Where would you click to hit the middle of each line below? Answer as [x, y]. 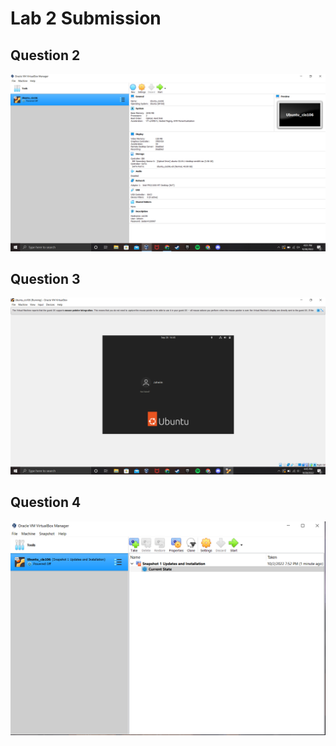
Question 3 [45, 278]
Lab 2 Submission [86, 18]
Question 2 [45, 55]
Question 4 [46, 502]
